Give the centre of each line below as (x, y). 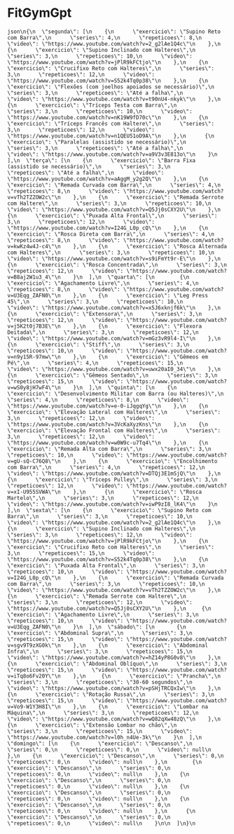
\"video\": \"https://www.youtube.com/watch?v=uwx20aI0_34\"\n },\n (114, 369)
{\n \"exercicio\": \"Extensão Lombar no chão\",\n (92, 725)
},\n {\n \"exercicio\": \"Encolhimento (145, 461)
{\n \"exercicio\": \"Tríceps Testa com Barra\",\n (92, 105)
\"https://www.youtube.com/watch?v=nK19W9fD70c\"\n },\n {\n (108, 117)
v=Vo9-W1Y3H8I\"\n (34, 706)
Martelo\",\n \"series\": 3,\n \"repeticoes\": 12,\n (103, 498)
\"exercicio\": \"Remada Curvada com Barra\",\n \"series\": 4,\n (114, 185)
